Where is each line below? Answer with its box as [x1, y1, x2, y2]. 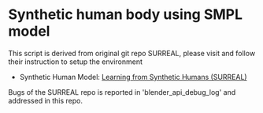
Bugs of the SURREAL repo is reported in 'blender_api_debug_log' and [8, 87, 236, 96]
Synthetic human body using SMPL [8, 6, 243, 24]
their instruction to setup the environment [8, 57, 143, 66]
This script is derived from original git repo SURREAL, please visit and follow [8, 48, 256, 58]
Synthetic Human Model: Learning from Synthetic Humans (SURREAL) [19, 72, 247, 81]
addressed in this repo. [8, 96, 83, 105]
